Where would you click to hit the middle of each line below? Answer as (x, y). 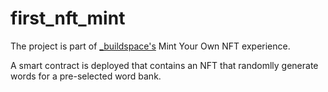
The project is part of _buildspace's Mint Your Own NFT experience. (150, 46)
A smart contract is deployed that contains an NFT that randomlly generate (164, 65)
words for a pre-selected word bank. (86, 76)
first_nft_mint (68, 18)
